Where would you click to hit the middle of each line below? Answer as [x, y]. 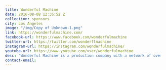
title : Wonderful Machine [32, 10]
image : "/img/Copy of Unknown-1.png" [44, 28]
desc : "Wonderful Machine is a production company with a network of [78, 55]
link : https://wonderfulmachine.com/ [44, 33]
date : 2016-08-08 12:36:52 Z [35, 14]
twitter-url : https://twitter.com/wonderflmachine [58, 42]
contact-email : [21, 60]
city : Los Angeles [24, 23]
